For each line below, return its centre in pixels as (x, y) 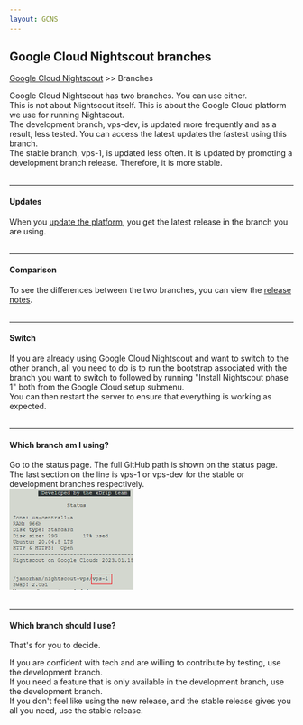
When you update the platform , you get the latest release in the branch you (149, 222)
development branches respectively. (77, 484)
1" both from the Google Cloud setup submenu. (97, 387)
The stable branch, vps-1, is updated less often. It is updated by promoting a (151, 153)
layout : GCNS (34, 19)
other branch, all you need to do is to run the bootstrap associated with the (148, 368)
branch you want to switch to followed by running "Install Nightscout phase (149, 378)
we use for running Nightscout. (67, 115)
